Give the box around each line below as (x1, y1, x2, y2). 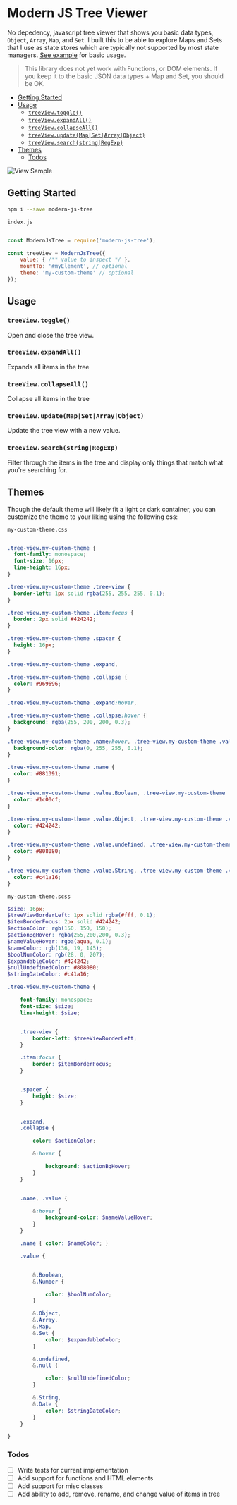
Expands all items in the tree (7, 362, 90, 371)
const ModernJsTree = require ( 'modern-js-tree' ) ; (7, 237, 157, 244)
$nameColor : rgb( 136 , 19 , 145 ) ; (7, 945, 102, 952)
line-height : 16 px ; (13, 564, 71, 572)
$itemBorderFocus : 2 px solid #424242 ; (7, 919, 121, 926)
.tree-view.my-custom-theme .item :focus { (7, 609, 134, 616)
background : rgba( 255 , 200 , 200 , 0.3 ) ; (13, 719, 131, 726)
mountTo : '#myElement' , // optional (20, 263, 128, 270)
